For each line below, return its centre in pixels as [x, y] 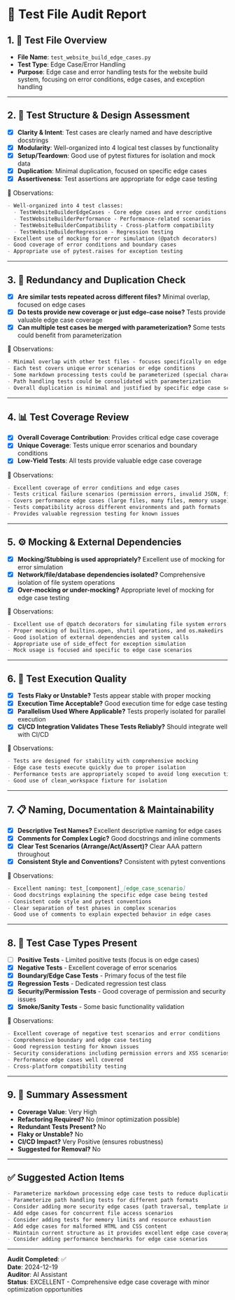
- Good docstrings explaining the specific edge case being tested [108, 895]
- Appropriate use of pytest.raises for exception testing [95, 252]
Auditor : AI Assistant [37, 1275]
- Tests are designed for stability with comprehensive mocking [103, 761]
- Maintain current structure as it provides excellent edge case [106, 1233]
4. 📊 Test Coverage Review [68, 417]
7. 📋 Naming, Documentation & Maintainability [111, 810]
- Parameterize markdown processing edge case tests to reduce [101, 1194]
